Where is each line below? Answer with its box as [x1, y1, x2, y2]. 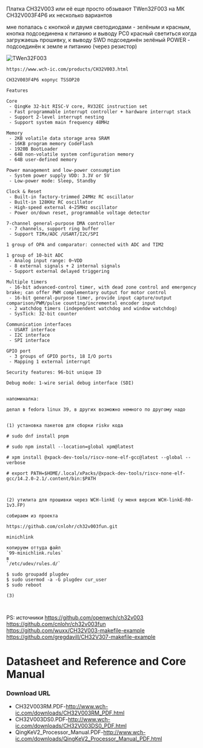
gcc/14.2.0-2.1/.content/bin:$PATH [6, 476, 96, 482]
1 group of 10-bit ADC [6, 252, 64, 258]
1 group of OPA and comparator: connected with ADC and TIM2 [6, 242, 164, 248]
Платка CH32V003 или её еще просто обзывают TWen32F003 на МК [6, 5, 185, 12]
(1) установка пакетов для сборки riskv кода [6, 422, 123, 428]
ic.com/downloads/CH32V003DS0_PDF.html [15, 722, 127, 730]
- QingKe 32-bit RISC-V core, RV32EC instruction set [8, 103, 148, 109]
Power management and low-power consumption [6, 167, 121, 173]
